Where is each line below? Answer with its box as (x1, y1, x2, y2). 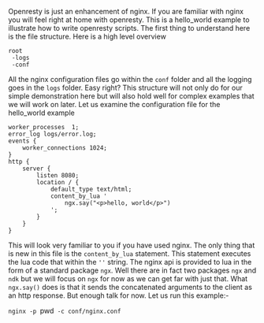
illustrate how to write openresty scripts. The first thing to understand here (8, 24, 251, 32)
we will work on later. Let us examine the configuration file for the (8, 100, 221, 109)
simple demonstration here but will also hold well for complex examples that (8, 91, 255, 101)
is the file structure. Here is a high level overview (8, 32, 167, 41)
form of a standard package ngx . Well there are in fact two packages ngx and (8, 265, 257, 275)
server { (22, 165, 51, 173)
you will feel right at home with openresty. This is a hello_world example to (8, 15, 250, 24)
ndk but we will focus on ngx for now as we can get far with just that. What (8, 274, 248, 283)
